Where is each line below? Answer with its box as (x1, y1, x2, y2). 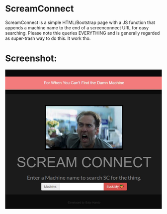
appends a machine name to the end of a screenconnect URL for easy (5, 24, 149, 30)
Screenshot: (5, 53, 57, 64)
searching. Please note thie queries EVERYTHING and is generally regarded (5, 30, 160, 36)
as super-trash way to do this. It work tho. (5, 35, 91, 41)
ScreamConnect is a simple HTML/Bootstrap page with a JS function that (5, 19, 156, 25)
